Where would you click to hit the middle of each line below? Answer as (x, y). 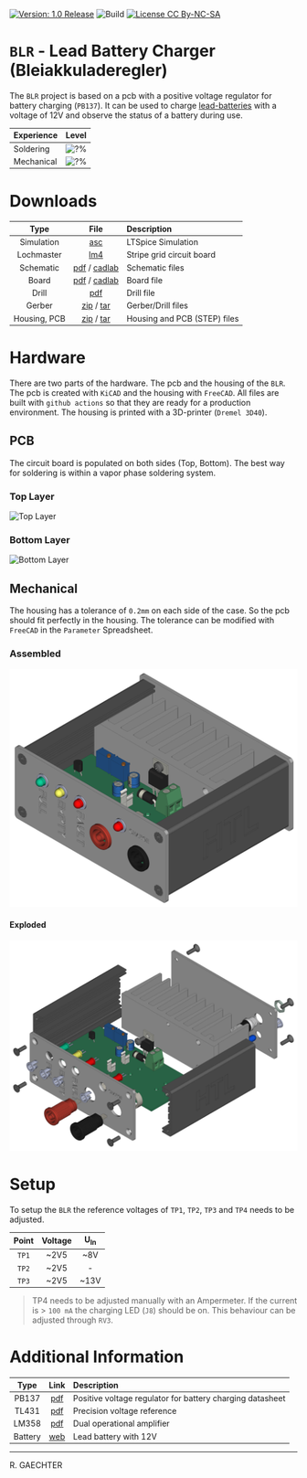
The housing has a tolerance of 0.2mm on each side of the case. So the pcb (150, 611)
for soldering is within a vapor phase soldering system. (113, 473)
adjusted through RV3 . (73, 1320)
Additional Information (97, 1357)
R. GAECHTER (36, 1465)
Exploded (28, 925)
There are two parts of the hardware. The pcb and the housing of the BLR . (148, 383)
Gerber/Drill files (158, 305)
